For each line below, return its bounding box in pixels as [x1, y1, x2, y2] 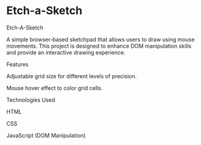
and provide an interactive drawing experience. [6, 48, 126, 56]
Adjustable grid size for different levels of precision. [6, 72, 137, 80]
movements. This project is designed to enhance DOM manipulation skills [6, 42, 192, 50]
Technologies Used [6, 96, 55, 103]
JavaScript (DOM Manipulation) [6, 132, 86, 139]
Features [6, 61, 29, 68]
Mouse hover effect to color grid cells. [6, 84, 103, 92]
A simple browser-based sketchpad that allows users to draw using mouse [6, 35, 195, 43]
